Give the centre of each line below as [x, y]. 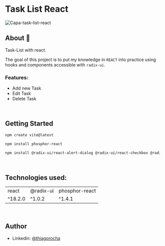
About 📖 [18, 38]
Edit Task [21, 93]
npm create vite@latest [29, 135]
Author [16, 227]
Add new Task [27, 88]
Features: [17, 77]
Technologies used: [36, 177]
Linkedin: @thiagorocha [36, 238]
